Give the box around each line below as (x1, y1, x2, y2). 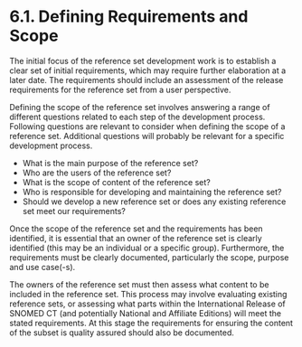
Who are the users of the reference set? (22, 167, 172, 178)
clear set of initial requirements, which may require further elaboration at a (9, 65, 287, 76)
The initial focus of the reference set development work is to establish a (9, 55, 277, 66)
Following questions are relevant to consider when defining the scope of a (9, 120, 286, 132)
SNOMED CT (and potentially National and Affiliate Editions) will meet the (9, 307, 282, 318)
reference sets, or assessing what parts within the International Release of (9, 298, 287, 309)
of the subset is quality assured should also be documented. (9, 327, 235, 338)
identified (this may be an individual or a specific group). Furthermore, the (9, 242, 285, 253)
